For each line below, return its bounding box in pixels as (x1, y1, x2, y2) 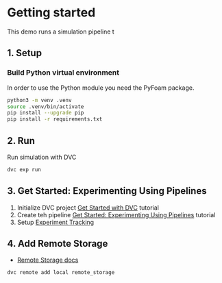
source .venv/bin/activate (7, 103, 84, 110)
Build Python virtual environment (7, 68, 120, 77)
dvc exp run (7, 166, 41, 173)
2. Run (7, 135, 36, 147)
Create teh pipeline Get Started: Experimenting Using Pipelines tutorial (16, 210, 216, 219)
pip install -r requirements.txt (7, 116, 103, 123)
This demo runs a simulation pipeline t (7, 27, 114, 36)
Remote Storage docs (16, 256, 79, 264)
